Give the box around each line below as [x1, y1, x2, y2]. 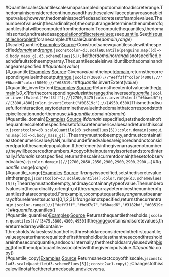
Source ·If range [63, 170, 95, 176]
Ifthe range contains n [86, 218, 128, 224]
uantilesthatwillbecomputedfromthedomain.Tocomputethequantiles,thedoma [5, 26, 164, 32]
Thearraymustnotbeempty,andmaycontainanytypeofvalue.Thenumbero [16, 180, 163, 186]
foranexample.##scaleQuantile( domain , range [36, 36, 131, 42]
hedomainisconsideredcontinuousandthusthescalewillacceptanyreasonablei [5, 10, 162, 16]
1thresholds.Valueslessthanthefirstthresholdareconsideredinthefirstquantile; [5, 229, 162, 234]
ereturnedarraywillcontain [5, 223, 59, 229]
